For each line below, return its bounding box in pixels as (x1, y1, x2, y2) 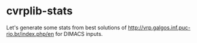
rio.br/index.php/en (6, 30, 54, 37)
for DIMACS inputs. (55, 30, 103, 37)
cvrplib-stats (6, 4, 73, 18)
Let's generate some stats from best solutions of (6, 24, 127, 31)
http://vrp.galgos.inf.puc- (128, 24, 191, 31)
